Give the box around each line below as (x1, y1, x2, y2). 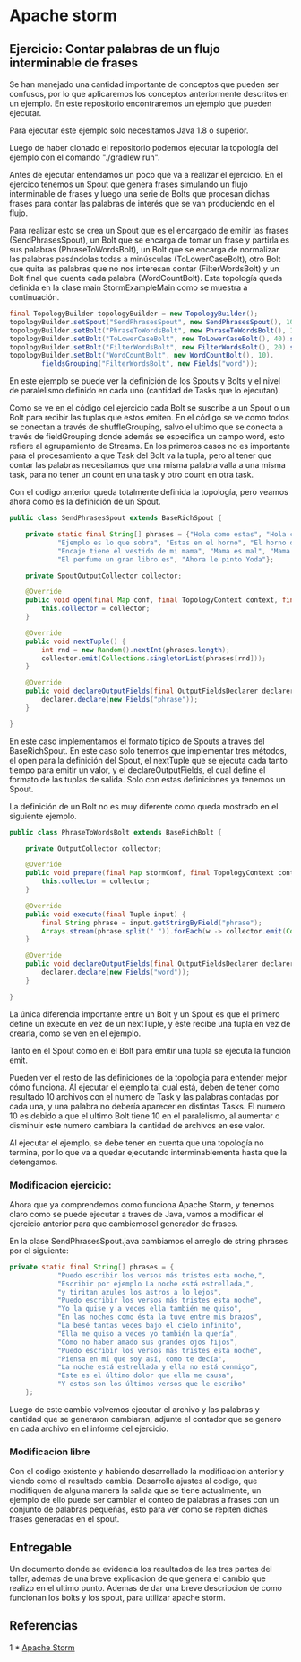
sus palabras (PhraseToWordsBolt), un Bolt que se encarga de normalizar (9, 244, 279, 254)
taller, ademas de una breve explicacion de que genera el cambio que (9, 1573, 266, 1584)
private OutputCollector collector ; (25, 844, 163, 853)
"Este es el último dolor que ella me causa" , (56, 1371, 235, 1380)
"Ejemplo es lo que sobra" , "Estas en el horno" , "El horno (56, 538, 287, 547)
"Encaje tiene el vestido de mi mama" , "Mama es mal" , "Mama (56, 546, 291, 555)
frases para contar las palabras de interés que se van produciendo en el (9, 199, 275, 208)
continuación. (9, 292, 60, 302)
